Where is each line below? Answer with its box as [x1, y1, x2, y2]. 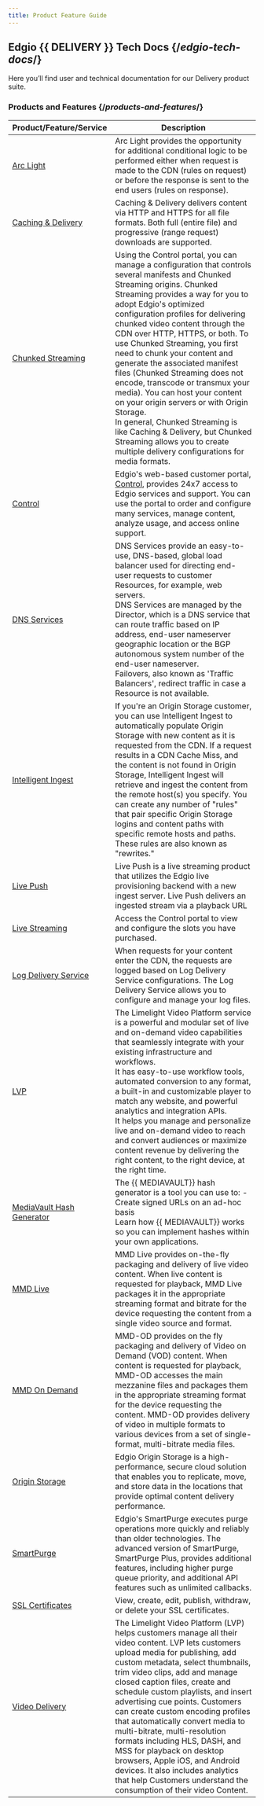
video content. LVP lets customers [115, 1637, 241, 1648]
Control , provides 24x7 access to [115, 478, 238, 489]
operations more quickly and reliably [115, 1523, 250, 1534]
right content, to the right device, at [115, 1154, 245, 1165]
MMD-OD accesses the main [115, 1370, 223, 1381]
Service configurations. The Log [115, 974, 234, 985]
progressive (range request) [115, 226, 219, 237]
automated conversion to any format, [115, 1076, 251, 1087]
